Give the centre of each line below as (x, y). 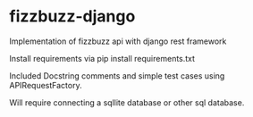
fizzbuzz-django (72, 17)
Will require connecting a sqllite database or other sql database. (127, 102)
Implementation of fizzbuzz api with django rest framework (118, 41)
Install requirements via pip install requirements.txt (102, 58)
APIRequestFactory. (46, 85)
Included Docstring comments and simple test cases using (117, 75)
